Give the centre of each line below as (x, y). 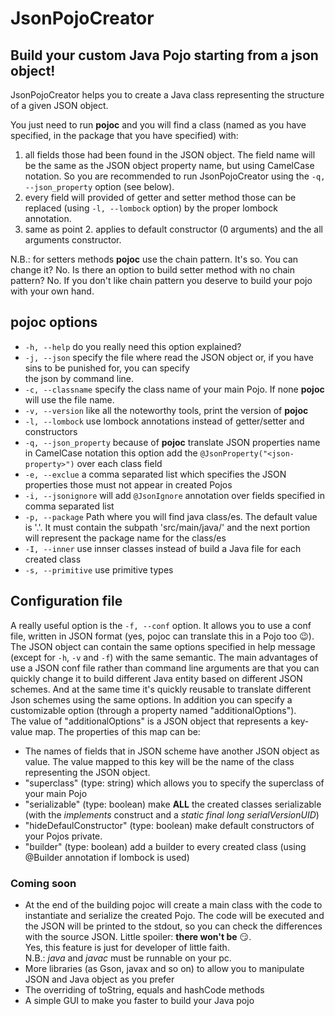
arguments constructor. (73, 240)
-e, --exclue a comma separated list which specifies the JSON (155, 474)
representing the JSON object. (87, 772)
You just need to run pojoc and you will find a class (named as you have (158, 125)
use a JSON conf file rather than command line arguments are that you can (165, 668)
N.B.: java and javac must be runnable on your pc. (128, 958)
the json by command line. (79, 378)
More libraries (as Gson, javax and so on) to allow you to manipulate (164, 968)
